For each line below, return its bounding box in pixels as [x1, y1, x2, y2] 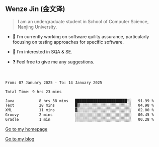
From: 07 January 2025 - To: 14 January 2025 [5, 80, 102, 85]
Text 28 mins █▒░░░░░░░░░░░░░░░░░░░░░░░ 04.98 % [5, 103, 154, 108]
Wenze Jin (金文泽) [5, 5, 65, 14]
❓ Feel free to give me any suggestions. [12, 58, 95, 64]
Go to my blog [5, 135, 35, 142]
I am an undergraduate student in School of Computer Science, [17, 18, 149, 24]
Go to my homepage [5, 126, 48, 132]
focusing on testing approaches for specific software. [12, 39, 124, 45]
